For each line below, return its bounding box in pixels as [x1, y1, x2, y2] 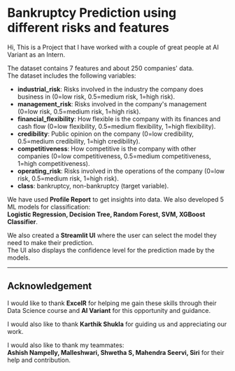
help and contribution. [7, 356, 71, 364]
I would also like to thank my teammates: [7, 341, 124, 349]
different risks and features [7, 20, 169, 36]
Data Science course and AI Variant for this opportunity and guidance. [7, 306, 211, 314]
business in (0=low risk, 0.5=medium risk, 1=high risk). [17, 92, 176, 101]
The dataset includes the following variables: [7, 71, 136, 80]
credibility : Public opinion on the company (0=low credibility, [17, 129, 194, 138]
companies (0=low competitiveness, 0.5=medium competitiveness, [17, 152, 211, 160]
